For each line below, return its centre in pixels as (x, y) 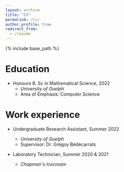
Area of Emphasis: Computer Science (60, 94)
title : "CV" (18, 15)
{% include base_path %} (32, 48)
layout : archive (23, 10)
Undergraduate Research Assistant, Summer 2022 (66, 129)
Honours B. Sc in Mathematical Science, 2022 (61, 83)
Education (27, 69)
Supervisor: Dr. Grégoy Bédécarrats (58, 144)
